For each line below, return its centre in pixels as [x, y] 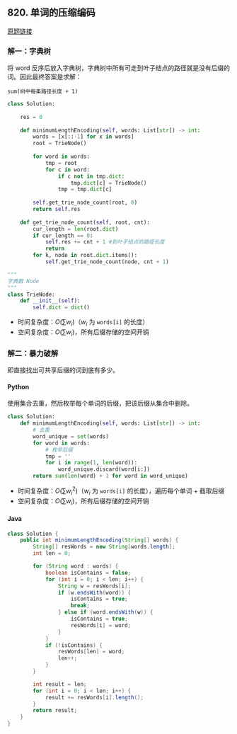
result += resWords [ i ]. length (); [94, 697]
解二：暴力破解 [33, 353]
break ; [80, 606]
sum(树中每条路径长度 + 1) [43, 92]
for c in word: [68, 170]
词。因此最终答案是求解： [45, 77]
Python [18, 386]
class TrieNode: [31, 294]
